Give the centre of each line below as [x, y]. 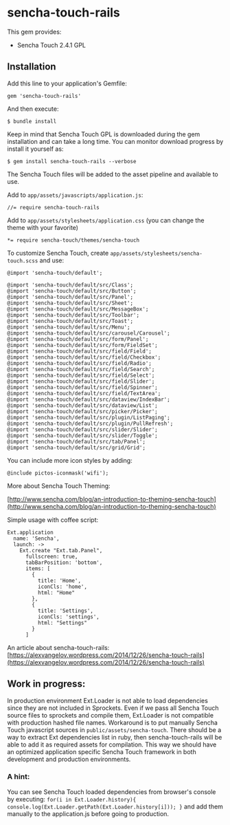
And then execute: [33, 109]
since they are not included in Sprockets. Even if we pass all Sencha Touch [113, 708]
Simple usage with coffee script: [53, 520]
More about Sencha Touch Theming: [59, 485]
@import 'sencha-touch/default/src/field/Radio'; [80, 363]
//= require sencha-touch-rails [53, 207]
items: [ [38, 568]
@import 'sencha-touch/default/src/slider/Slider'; [82, 429]
